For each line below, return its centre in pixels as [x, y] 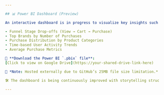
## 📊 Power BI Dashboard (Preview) [42, 14]
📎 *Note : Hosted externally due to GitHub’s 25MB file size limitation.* [82, 72]
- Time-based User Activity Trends [41, 45]
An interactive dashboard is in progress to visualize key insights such [82, 22]
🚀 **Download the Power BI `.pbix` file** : [50, 58]
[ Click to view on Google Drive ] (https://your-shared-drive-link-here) [79, 63]
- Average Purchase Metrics [34, 50]
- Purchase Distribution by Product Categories [54, 40]
